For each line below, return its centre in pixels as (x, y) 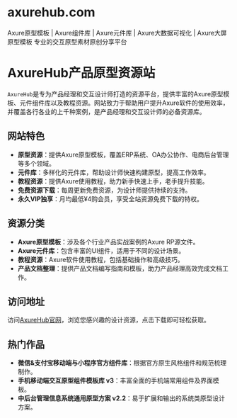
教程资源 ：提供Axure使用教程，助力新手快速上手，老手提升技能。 (113, 181)
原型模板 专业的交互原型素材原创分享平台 (67, 41)
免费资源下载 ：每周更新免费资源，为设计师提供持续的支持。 (104, 190)
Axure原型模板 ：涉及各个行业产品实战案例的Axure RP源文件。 (108, 242)
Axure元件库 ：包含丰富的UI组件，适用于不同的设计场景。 (101, 250)
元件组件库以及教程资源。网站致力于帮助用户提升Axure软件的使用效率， (124, 103)
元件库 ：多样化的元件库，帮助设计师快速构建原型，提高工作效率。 (114, 172)
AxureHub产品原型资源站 (81, 73)
